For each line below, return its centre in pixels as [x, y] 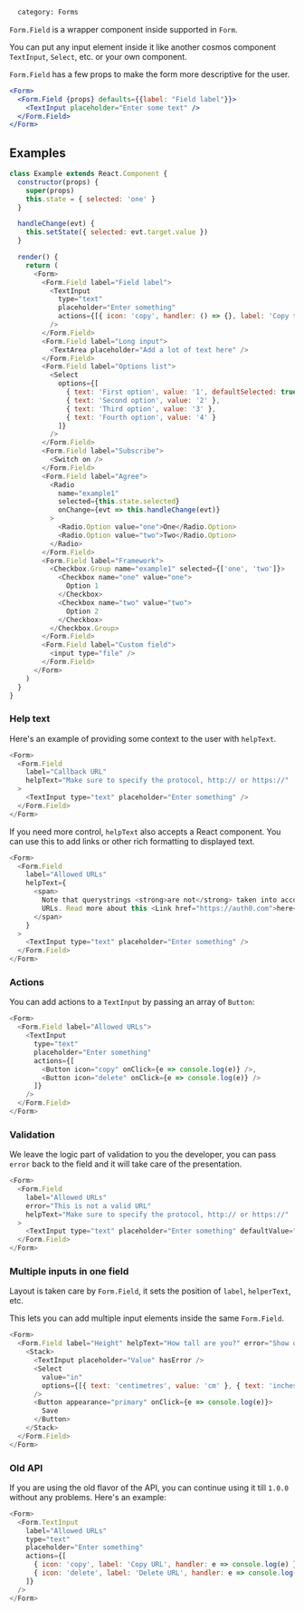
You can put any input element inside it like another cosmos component [143, 47]
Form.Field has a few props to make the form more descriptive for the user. [150, 74]
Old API [26, 1468]
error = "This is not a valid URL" [89, 1206]
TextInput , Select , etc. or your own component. [98, 56]
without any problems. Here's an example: [88, 1497]
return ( [42, 265]
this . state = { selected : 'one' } [90, 199]
